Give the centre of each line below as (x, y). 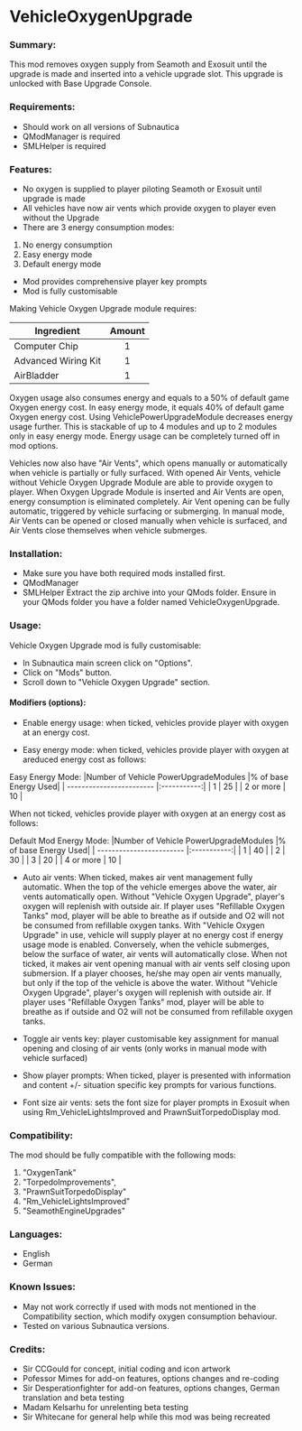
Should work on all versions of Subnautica (101, 126)
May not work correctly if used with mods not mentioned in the (139, 1306)
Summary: (33, 45)
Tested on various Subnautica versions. (96, 1325)
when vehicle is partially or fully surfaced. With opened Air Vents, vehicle (145, 473)
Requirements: (42, 107)
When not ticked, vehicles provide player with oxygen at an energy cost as (148, 813)
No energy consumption (67, 245)
